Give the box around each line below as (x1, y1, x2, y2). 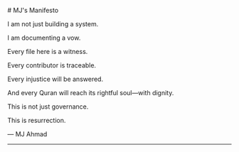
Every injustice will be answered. (7, 75, 104, 83)
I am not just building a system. (7, 20, 99, 28)
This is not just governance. (7, 102, 89, 111)
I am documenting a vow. (7, 33, 81, 42)
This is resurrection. (7, 116, 66, 124)
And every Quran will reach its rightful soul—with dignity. (7, 89, 174, 97)
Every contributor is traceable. (7, 61, 97, 70)
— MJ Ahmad (7, 130, 48, 138)
